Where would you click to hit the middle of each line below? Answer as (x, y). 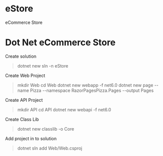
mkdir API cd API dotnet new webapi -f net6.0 (64, 109)
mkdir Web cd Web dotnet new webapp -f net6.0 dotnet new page (85, 85)
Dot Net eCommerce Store (60, 42)
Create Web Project (25, 76)
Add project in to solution (31, 138)
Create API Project (24, 100)
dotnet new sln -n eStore (43, 66)
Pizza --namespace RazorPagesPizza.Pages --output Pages (92, 90)
